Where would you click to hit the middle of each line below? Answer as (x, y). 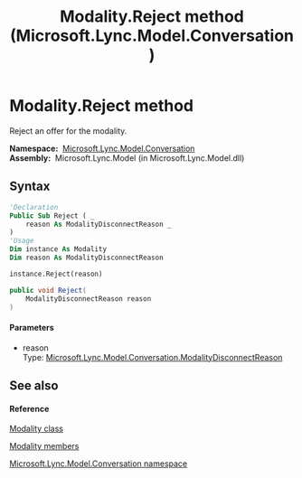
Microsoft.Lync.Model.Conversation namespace (99, 464)
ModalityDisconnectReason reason (89, 299)
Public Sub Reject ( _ (52, 216)
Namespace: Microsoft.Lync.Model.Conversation (102, 148)
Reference (29, 408)
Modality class (36, 429)
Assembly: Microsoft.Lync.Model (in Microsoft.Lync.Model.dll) (127, 158)
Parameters (32, 327)
